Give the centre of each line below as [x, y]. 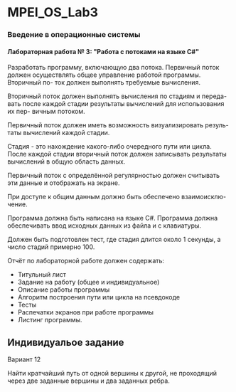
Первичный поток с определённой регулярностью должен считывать [114, 176]
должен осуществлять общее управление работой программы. [104, 75]
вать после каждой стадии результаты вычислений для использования [116, 104]
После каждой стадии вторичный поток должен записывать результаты [117, 154]
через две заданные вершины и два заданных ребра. [89, 381]
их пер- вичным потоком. [46, 112]
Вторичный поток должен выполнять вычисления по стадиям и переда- [117, 96]
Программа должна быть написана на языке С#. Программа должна [113, 218]
